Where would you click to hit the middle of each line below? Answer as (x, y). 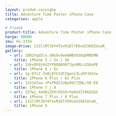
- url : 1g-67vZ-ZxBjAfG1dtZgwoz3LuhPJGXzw (54, 74)
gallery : (14, 51)
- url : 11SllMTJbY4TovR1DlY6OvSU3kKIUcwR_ (54, 101)
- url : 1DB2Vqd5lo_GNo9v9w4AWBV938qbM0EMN (54, 55)
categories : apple (24, 19)
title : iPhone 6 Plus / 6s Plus (47, 78)
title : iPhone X (31, 106)
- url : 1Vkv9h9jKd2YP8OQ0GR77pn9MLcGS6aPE (54, 65)
